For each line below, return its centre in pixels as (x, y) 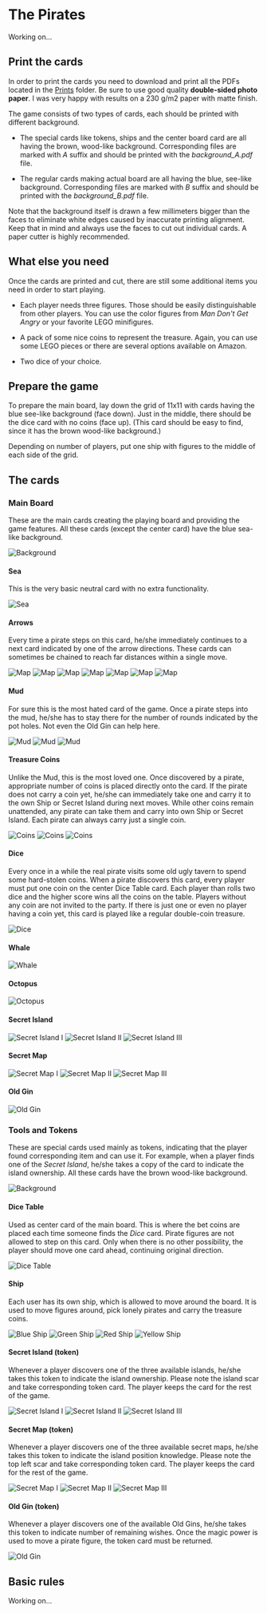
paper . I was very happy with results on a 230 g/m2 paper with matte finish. (133, 98)
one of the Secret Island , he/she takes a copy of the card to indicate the (126, 1165)
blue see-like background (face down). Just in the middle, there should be (130, 414)
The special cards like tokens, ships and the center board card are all (133, 137)
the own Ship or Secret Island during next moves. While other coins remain (131, 803)
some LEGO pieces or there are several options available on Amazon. (133, 346)
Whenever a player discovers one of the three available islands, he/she (125, 1370)
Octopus (23, 983)
